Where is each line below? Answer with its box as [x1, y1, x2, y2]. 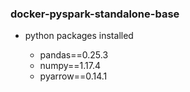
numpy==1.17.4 [39, 60, 102, 72]
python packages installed [24, 30, 134, 42]
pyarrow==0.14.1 [39, 70, 108, 82]
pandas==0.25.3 [39, 49, 109, 61]
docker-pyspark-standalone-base [10, 7, 180, 21]
